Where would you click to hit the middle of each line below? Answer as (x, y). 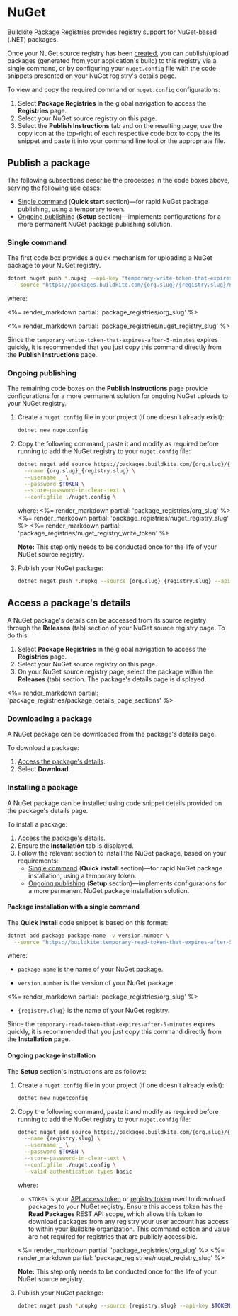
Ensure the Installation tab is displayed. (76, 845)
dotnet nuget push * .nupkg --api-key (63, 278)
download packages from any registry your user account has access (128, 1221)
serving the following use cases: (55, 188)
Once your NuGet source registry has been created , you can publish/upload (118, 53)
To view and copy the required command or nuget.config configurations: (114, 89)
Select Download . (44, 769)
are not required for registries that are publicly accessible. (113, 1236)
